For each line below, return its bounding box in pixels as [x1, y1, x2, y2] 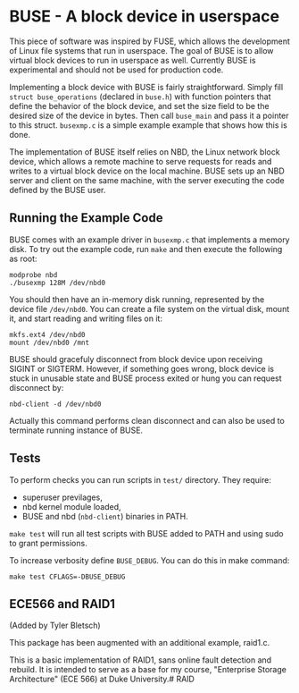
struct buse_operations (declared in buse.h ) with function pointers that [9, 91, 271, 102]
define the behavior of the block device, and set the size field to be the [9, 100, 270, 111]
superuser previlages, [21, 492, 103, 503]
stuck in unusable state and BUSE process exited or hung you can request [9, 373, 283, 384]
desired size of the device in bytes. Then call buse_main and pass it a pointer [9, 110, 289, 121]
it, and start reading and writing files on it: [9, 313, 163, 324]
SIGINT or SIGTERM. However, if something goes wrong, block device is [9, 363, 275, 374]
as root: [9, 253, 37, 264]
